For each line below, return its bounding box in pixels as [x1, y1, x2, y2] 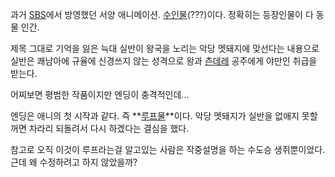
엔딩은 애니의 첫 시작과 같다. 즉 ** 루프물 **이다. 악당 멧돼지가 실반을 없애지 [10, 110, 300, 122]
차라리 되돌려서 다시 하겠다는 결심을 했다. [28, 123, 190, 134]
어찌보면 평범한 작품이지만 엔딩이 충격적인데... [10, 89, 190, 100]
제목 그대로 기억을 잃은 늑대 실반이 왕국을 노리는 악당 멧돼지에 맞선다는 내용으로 [10, 43, 320, 54]
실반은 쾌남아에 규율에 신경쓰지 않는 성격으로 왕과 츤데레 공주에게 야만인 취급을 [10, 55, 318, 67]
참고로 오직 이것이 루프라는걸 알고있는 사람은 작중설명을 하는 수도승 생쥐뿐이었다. [10, 144, 326, 155]
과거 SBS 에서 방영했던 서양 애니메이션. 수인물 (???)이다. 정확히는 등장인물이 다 [10, 9, 314, 20]
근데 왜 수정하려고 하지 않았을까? [10, 156, 138, 168]
